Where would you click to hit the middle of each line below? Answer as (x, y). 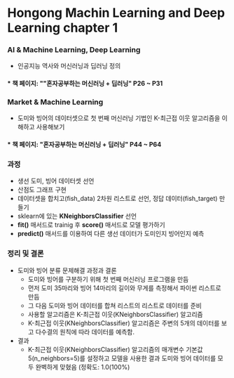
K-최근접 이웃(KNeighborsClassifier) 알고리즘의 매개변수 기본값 (115, 349)
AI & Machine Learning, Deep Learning (74, 50)
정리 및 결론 (26, 254)
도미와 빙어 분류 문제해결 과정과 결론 (67, 270)
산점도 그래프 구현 (42, 190)
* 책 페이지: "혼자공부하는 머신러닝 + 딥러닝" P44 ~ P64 (84, 144)
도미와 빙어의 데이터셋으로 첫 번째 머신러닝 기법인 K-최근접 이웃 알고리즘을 (119, 118)
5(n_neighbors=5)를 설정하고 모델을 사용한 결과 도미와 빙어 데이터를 (122, 358)
